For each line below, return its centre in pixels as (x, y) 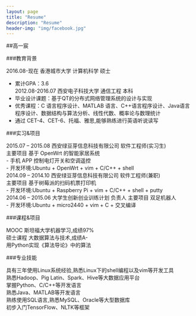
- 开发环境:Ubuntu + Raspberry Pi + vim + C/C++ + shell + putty (85, 190)
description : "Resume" (34, 23)
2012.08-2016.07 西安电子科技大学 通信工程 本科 (74, 91)
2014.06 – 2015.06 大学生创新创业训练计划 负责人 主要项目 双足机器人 (91, 198)
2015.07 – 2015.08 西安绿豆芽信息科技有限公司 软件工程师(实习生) (86, 146)
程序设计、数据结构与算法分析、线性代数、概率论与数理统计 (88, 113)
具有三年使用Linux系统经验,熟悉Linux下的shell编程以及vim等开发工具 (90, 270)
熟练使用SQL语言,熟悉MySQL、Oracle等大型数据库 (68, 300)
